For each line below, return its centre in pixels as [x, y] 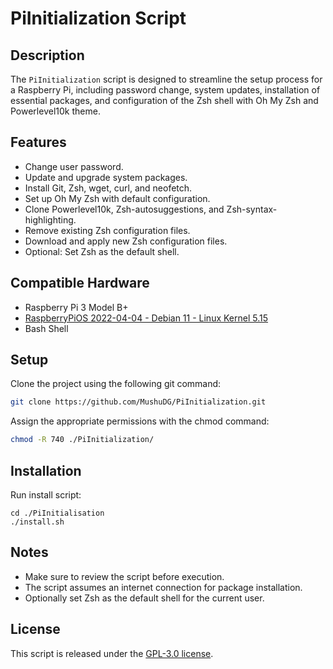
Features [38, 142]
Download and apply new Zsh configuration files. [126, 241]
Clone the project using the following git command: [116, 384]
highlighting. [50, 219]
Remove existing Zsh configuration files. [107, 230]
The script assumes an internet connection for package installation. [163, 587]
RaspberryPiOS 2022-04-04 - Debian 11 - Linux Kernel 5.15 [146, 318]
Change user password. [74, 166]
